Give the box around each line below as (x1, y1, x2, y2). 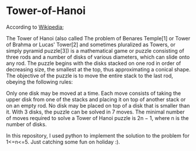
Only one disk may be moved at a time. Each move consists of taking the (6, 90, 181, 97)
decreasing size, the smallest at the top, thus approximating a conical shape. (6, 66, 191, 73)
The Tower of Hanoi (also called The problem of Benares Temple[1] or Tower (6, 35, 191, 42)
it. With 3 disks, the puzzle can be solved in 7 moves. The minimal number (6, 108, 185, 115)
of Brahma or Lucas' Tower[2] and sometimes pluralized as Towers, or (6, 41, 176, 48)
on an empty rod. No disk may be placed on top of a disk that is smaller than (6, 102, 190, 109)
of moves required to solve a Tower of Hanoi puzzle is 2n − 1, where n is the (6, 114, 189, 121)
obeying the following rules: (6, 78, 73, 85)
